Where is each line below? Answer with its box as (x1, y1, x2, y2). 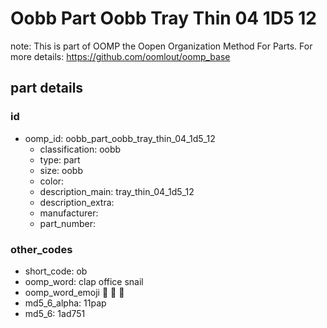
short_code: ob (24, 265, 88, 277)
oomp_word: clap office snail (24, 275, 144, 287)
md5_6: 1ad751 (24, 307, 86, 319)
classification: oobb (39, 143, 122, 155)
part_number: (39, 217, 96, 229)
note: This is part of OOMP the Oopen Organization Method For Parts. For (10, 40, 313, 52)
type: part (39, 153, 81, 166)
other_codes (10, 242, 73, 256)
